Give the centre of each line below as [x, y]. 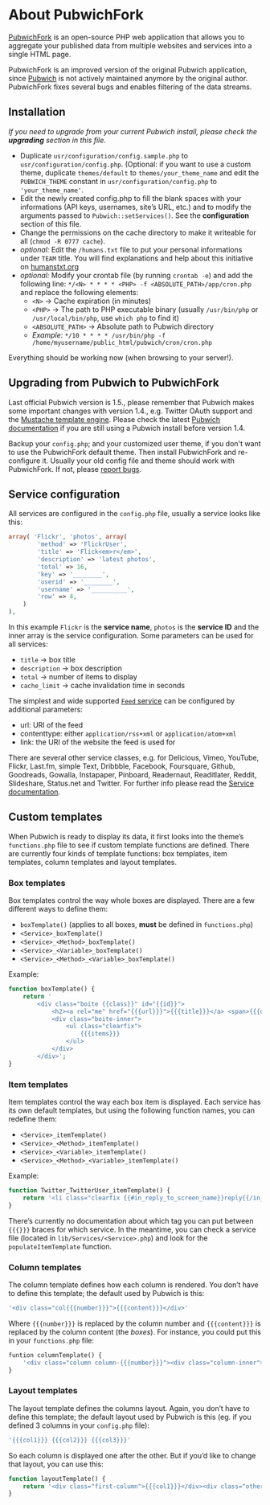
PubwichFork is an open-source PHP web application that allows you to [127, 37]
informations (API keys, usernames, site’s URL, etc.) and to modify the [135, 207]
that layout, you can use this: [56, 1464]
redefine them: [33, 1119]
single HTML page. [40, 54]
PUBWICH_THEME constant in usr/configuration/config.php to [118, 181]
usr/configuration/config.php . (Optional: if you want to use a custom [135, 164]
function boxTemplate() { [51, 989]
